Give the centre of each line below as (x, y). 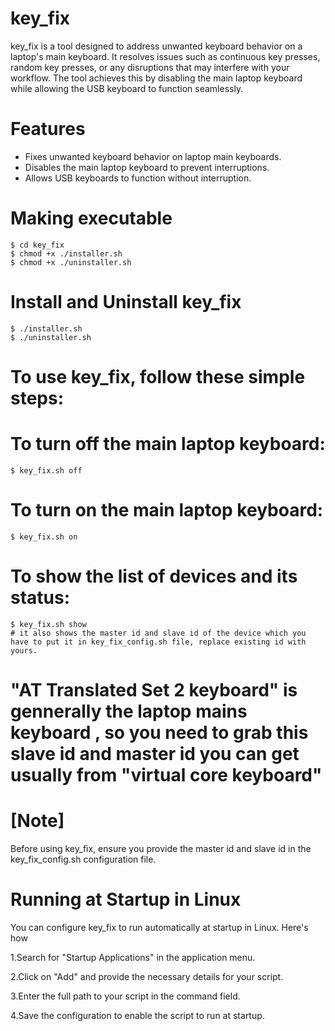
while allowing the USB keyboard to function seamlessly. (127, 88)
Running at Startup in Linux (126, 899)
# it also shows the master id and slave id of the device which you (158, 633)
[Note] (37, 821)
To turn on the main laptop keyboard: (167, 510)
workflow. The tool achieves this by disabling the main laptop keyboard (156, 78)
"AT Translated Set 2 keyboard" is (154, 689)
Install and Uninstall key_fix (126, 302)
